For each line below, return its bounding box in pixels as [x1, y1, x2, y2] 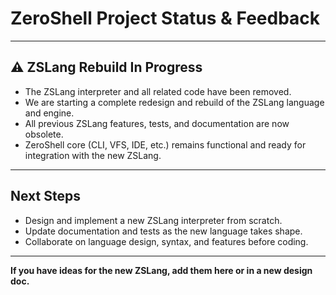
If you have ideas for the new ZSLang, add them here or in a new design [10, 264, 313, 276]
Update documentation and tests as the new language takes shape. [24, 225, 303, 237]
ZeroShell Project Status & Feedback [10, 7, 321, 30]
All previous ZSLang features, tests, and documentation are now [24, 117, 290, 129]
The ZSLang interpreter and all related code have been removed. [24, 85, 292, 97]
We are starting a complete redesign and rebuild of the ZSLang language [24, 96, 325, 108]
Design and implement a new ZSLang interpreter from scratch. [24, 214, 283, 226]
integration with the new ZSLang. [24, 149, 162, 161]
